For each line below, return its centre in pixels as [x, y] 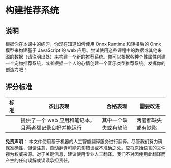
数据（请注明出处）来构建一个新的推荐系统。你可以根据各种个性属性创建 [90, 57]
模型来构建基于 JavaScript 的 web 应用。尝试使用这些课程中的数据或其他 [81, 50]
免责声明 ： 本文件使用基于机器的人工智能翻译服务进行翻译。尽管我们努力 [82, 141]
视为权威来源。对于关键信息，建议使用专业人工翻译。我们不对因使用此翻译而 [85, 154]
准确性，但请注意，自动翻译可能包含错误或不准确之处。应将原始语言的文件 [88, 148]
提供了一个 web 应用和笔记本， [58, 120]
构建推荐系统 [32, 10]
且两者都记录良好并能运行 [51, 128]
